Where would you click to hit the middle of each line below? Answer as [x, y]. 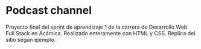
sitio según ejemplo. [31, 39]
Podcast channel [49, 10]
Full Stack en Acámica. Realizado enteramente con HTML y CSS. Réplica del [101, 33]
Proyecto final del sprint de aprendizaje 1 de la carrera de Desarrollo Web [97, 27]
